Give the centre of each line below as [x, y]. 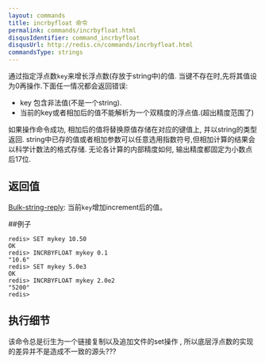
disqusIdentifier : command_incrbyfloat [74, 38]
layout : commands [37, 15]
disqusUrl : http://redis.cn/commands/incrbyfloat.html [101, 45]
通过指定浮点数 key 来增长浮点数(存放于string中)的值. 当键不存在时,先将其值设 [133, 76]
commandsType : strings [46, 52]
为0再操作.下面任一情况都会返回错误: [68, 86]
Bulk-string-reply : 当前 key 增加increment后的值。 [88, 207]
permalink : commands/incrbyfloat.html [72, 30]
